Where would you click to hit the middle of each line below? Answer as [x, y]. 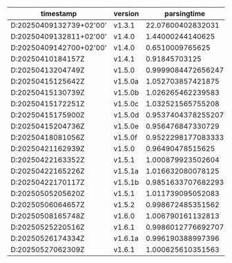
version [126, 13]
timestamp [59, 13]
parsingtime [185, 13]
